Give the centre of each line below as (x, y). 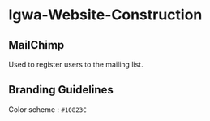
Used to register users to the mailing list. (76, 64)
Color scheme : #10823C (47, 109)
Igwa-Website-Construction (105, 15)
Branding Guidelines (61, 90)
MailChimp (36, 45)
